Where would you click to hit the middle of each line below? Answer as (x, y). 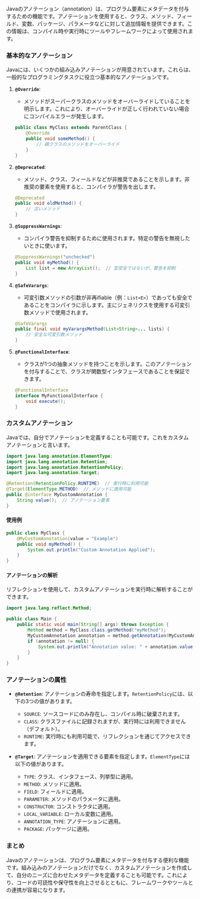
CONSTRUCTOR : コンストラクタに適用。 (68, 806)
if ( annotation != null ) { (61, 641)
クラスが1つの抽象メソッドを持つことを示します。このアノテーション (108, 364)
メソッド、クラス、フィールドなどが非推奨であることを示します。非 (107, 179)
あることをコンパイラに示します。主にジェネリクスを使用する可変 (104, 305)
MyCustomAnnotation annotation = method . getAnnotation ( (98, 635)
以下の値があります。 (41, 764)
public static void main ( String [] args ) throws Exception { (93, 625)
